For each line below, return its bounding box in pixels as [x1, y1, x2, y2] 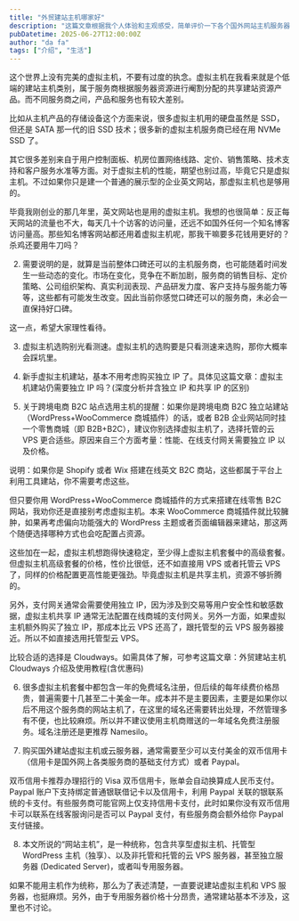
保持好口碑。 [29, 304, 77, 314]
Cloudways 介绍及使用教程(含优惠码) [9, 663, 144, 673]
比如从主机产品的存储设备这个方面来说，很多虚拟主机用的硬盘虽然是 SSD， [9, 113, 285, 124]
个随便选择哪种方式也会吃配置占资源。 [9, 528, 149, 539]
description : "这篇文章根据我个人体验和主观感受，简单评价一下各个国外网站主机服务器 [9, 21, 291, 30]
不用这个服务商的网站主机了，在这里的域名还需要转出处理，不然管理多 [29, 705, 287, 715]
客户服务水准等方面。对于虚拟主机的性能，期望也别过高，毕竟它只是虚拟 [24, 166, 290, 176]
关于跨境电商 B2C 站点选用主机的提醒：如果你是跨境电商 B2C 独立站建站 [21, 402, 289, 412]
